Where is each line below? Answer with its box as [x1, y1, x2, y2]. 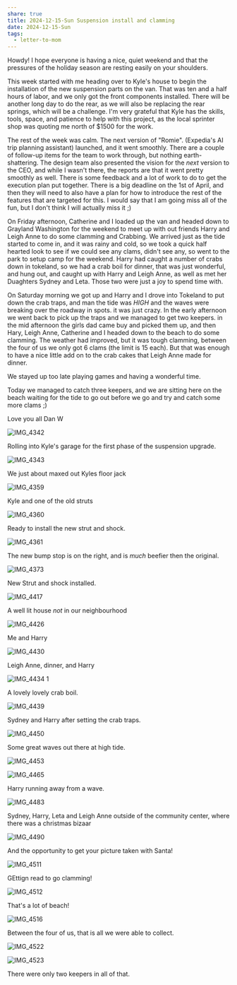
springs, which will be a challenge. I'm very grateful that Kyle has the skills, [7, 107, 226, 116]
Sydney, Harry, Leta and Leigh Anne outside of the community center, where [7, 812, 230, 820]
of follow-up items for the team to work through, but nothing [7, 151, 183, 160]
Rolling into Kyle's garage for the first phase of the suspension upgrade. [7, 442, 217, 451]
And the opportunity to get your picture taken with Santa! [7, 847, 174, 855]
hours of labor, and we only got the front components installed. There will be [7, 93, 230, 101]
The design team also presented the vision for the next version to [39, 158, 230, 167]
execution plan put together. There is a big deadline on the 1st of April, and [7, 181, 224, 189]
